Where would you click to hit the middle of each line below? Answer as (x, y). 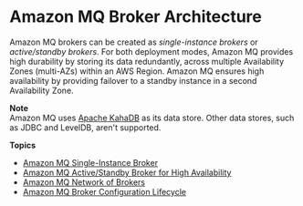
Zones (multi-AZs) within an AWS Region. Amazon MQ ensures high (137, 71)
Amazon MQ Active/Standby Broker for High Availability (127, 172)
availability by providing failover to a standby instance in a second (133, 80)
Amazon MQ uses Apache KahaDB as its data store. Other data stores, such (152, 118)
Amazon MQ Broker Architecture (136, 17)
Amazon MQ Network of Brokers (84, 182)
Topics (23, 145)
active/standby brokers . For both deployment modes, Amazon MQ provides (151, 51)
